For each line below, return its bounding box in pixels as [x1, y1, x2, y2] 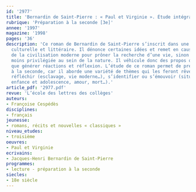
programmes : [6, 161, 35, 167]
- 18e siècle [6, 177, 38, 183]
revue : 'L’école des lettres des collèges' [6, 90, 114, 96]
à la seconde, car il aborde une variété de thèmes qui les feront [11, 68, 179, 74]
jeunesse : [6, 118, 30, 124]
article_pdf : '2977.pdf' [6, 85, 66, 91]
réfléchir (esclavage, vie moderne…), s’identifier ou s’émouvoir [11, 74, 176, 80]
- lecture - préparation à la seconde [6, 166, 100, 173]
